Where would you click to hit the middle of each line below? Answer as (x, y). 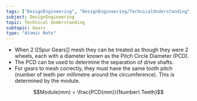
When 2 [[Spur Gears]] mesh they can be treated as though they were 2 (101, 50)
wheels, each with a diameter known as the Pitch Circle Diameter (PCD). (102, 56)
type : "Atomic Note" (31, 33)
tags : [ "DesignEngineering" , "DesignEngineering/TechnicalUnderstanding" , (99, 11)
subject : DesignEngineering (40, 17)
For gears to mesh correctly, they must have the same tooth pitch (94, 68)
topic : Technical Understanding (45, 22)
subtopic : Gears (26, 28)
